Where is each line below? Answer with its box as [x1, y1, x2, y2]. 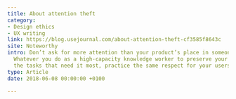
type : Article [7, 68, 49, 75]
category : [7, 17, 37, 24]
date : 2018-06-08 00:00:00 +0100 [7, 75, 105, 82]
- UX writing [7, 29, 46, 37]
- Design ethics [7, 23, 55, 30]
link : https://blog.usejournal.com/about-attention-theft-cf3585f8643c [7, 36, 221, 43]
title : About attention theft [7, 10, 96, 17]
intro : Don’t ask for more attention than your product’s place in [7, 49, 209, 56]
